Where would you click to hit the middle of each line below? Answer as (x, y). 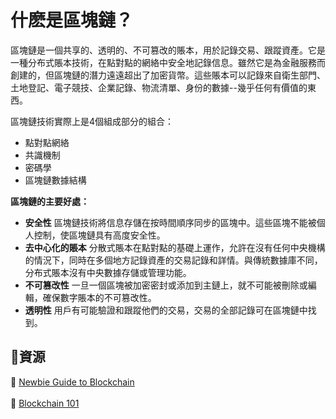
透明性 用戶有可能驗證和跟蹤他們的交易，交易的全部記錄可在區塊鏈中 (166, 310)
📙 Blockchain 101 (45, 403)
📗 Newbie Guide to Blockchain (72, 382)
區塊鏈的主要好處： (50, 201)
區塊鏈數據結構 (55, 180)
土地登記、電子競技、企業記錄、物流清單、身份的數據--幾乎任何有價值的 (159, 87)
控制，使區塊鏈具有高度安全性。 (99, 235)
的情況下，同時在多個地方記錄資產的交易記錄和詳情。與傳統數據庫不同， (173, 260)
